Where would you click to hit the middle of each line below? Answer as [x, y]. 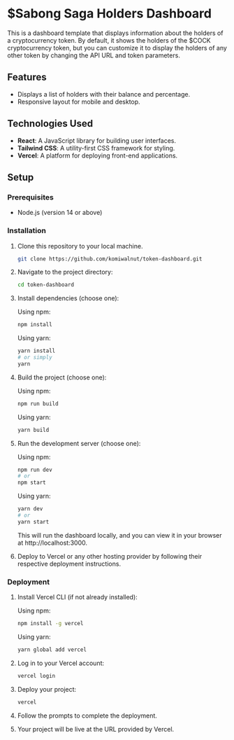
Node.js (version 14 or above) [60, 213]
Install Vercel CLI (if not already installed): [77, 597]
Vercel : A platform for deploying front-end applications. [97, 155]
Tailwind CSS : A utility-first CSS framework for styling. [96, 148]
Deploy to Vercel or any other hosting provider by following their [110, 556]
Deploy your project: [47, 689]
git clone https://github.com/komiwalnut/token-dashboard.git [110, 259]
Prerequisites [30, 197]
